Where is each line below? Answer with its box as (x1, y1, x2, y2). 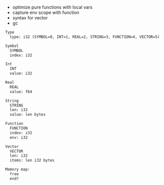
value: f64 (9, 89, 32, 94)
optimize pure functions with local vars (12, 4, 92, 10)
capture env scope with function (12, 9, 79, 15)
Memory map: (5, 167, 30, 172)
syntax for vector (12, 15, 48, 20)
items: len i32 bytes (9, 158, 55, 163)
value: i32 (9, 71, 32, 76)
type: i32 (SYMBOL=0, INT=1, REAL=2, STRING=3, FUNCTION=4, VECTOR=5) (9, 34, 160, 39)
